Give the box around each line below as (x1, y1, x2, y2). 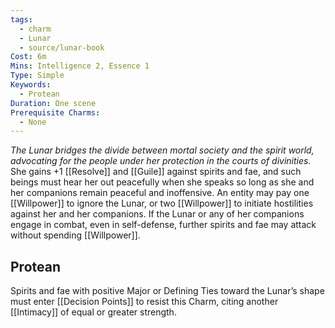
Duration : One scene (10, 98, 97, 108)
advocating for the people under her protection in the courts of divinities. (10, 155, 312, 167)
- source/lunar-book (19, 42, 105, 53)
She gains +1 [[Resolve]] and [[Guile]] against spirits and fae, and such (10, 166, 302, 178)
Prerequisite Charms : (10, 107, 101, 118)
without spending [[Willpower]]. (10, 229, 141, 241)
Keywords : (10, 80, 52, 90)
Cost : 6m (10, 52, 47, 62)
